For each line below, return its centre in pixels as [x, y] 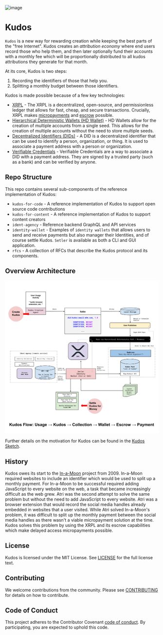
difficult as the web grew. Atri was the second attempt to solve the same [77, 494]
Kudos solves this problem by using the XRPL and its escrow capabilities [78, 525]
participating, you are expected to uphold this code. [57, 627]
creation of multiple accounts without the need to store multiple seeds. [83, 131]
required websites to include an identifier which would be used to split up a [80, 478]
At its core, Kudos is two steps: [36, 71]
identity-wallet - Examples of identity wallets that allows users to [81, 230]
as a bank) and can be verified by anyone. [54, 162]
